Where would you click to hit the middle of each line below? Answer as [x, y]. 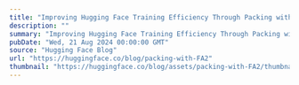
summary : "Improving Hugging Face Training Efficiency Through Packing [145, 34]
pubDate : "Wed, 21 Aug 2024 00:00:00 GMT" [89, 42]
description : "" [39, 26]
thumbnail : [29, 67]
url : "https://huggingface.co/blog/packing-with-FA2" [111, 58]
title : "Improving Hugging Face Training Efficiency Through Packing [141, 17]
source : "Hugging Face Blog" [63, 50]
